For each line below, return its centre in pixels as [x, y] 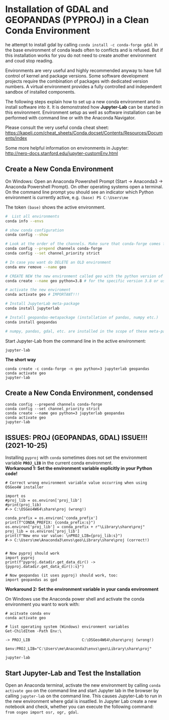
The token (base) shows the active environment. [55, 207]
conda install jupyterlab [32, 308]
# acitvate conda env [28, 614]
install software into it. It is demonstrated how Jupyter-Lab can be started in [84, 107]
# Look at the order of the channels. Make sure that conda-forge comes [83, 244]
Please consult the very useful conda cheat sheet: [57, 127]
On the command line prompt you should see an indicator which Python [79, 192]
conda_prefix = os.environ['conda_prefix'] [52, 518]
